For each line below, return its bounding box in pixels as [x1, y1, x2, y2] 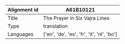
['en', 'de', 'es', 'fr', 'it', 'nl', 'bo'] [43, 31, 118, 38]
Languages [7, 31, 34, 38]
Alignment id [7, 6, 39, 13]
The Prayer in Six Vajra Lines [43, 15, 110, 21]
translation [43, 23, 68, 29]
